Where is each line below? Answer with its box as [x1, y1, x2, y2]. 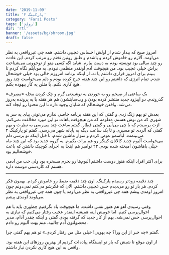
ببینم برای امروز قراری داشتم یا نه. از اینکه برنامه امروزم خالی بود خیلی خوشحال [6, 70, 155, 76]
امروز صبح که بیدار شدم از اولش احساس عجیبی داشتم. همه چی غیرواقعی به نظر [6, 49, 157, 55]
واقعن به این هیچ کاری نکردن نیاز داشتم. [6, 244, 80, 250]
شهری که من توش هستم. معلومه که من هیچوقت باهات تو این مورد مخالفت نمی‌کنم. [6, 116, 161, 122]
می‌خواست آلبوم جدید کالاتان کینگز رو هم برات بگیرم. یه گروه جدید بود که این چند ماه [6, 137, 163, 143]
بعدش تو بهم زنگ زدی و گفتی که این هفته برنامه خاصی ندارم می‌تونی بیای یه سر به [6, 111, 159, 117]
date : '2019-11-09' [6, 7, 47, 13]
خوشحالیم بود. [6, 148, 33, 154]
